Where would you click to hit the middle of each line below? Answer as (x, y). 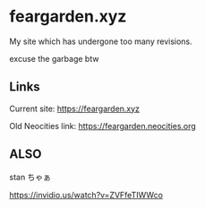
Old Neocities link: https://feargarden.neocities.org (103, 126)
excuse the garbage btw (54, 58)
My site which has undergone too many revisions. (101, 41)
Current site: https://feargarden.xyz (75, 109)
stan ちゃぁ (30, 177)
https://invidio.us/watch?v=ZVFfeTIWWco (86, 195)
